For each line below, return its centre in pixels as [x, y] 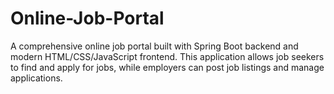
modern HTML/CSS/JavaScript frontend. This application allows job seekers [167, 56]
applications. [36, 78]
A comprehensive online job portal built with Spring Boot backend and [154, 46]
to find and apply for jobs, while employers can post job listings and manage [167, 67]
